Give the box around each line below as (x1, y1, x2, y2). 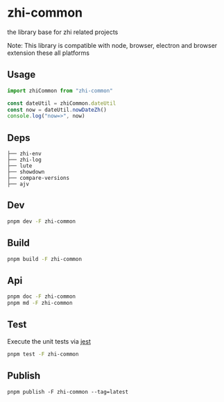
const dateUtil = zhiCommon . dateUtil (7, 99, 117, 107)
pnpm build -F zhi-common (7, 256, 82, 262)
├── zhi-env (7, 151, 42, 158)
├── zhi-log (7, 156, 42, 164)
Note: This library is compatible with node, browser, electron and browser (7, 41, 218, 49)
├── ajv (7, 181, 30, 188)
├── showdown (7, 169, 45, 176)
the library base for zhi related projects (7, 28, 119, 36)
